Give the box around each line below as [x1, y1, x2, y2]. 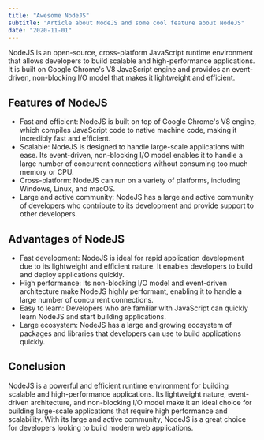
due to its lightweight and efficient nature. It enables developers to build [19, 261, 254, 271]
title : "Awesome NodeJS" [8, 11, 90, 20]
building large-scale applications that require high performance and [8, 406, 228, 416]
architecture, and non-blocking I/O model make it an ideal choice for [30, 397, 252, 407]
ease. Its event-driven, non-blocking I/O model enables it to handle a [19, 151, 243, 160]
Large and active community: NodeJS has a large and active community [19, 193, 254, 202]
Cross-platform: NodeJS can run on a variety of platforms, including [19, 175, 241, 186]
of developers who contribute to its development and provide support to [19, 201, 255, 210]
